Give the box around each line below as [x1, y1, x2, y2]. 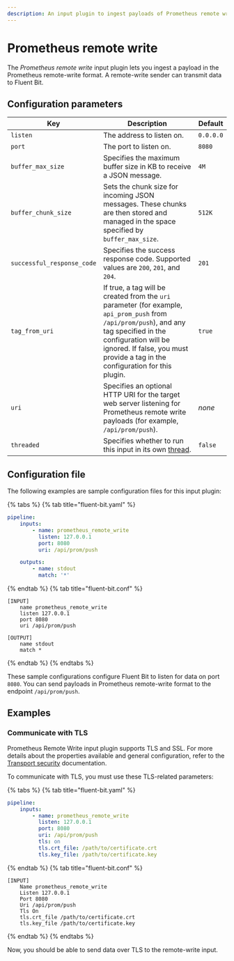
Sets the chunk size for [103, 182, 179, 192]
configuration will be [103, 335, 171, 345]
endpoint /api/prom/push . [7, 687, 80, 696]
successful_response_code [10, 259, 97, 267]
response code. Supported [103, 254, 191, 264]
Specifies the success [103, 245, 175, 255]
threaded [10, 442, 40, 449]
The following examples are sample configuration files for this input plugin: [7, 487, 221, 495]
